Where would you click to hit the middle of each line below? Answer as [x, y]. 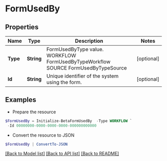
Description [89, 41]
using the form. [64, 82]
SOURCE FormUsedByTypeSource [87, 68]
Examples [21, 100]
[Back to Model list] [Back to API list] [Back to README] [62, 154]
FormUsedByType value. [75, 49]
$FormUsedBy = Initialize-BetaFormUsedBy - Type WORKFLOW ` [69, 121]
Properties [22, 27]
